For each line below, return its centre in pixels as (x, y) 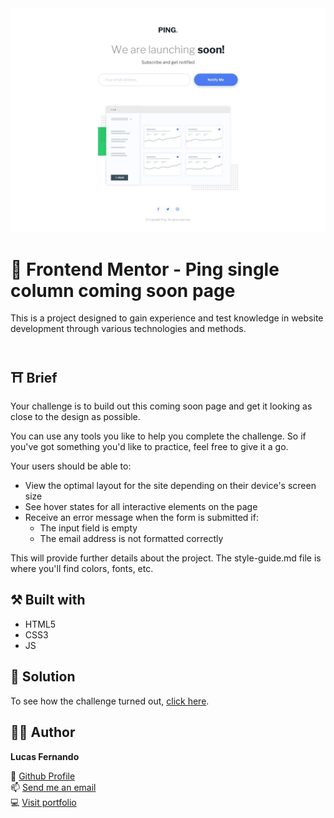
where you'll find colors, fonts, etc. (82, 569)
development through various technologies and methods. (128, 329)
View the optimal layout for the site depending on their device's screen (170, 486)
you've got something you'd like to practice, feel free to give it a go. (149, 447)
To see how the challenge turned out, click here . (110, 701)
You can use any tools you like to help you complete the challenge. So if (158, 436)
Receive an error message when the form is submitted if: (141, 518)
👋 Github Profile (43, 776)
